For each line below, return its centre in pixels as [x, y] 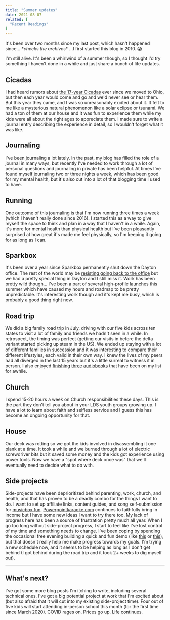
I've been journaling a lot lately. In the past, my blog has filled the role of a [82, 158]
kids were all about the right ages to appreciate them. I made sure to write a [84, 119]
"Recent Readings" [29, 24]
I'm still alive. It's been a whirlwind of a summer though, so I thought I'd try [83, 58]
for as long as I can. [26, 240]
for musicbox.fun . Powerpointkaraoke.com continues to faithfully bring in [81, 509]
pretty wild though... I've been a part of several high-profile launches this [81, 284]
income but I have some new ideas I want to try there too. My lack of [77, 515]
